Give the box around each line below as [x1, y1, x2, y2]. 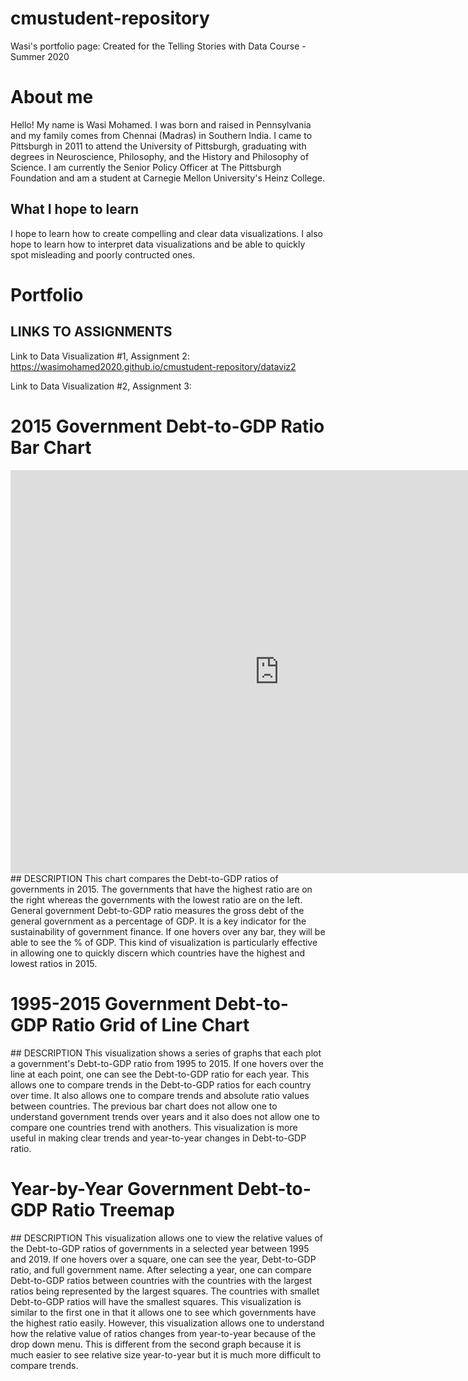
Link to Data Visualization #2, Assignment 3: [10, 380, 192, 392]
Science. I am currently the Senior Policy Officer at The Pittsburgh [10, 161, 282, 173]
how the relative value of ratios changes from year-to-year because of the [10, 1327, 317, 1339]
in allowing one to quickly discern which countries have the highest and [10, 947, 306, 959]
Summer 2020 [10, 50, 70, 62]
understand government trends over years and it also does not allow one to [10, 1110, 321, 1122]
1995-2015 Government [10, 992, 212, 1015]
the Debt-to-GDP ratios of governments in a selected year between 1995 [10, 1242, 310, 1254]
